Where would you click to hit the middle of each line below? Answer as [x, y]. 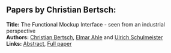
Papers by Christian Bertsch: [61, 10]
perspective [21, 31]
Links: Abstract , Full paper [39, 43]
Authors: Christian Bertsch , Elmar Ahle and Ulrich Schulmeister [85, 37]
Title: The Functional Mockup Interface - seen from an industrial [85, 24]
